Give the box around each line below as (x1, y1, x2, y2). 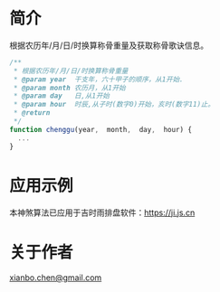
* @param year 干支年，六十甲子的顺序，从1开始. (13, 74, 184, 84)
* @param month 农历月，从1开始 (13, 83, 126, 92)
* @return (13, 108, 51, 118)
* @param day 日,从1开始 (13, 91, 110, 100)
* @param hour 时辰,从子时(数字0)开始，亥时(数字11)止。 (13, 100, 215, 109)
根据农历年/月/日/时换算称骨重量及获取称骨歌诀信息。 (9, 40, 209, 51)
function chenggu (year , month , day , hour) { (9, 125, 193, 134)
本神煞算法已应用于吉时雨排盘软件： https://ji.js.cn (9, 207, 196, 218)
